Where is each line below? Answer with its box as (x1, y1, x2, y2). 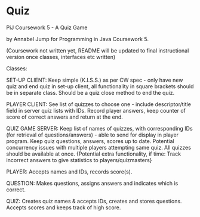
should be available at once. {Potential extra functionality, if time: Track (6, 150, 181, 157)
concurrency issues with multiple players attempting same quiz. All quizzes (6, 144, 191, 151)
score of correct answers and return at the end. (6, 113, 124, 120)
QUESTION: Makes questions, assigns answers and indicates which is (6, 179, 179, 187)
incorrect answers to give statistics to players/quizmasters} (6, 156, 152, 163)
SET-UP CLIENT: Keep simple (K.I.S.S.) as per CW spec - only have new (6, 76, 183, 83)
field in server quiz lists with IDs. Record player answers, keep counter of (6, 107, 186, 114)
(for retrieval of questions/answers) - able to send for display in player (6, 131, 179, 138)
